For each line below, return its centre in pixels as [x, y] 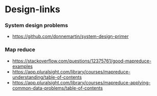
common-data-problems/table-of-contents [58, 88]
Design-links [32, 9]
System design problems [37, 26]
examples [22, 66]
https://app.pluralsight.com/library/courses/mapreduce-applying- [81, 82]
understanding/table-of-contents [47, 77]
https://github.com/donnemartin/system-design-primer [70, 36]
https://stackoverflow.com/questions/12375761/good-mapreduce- [82, 61]
